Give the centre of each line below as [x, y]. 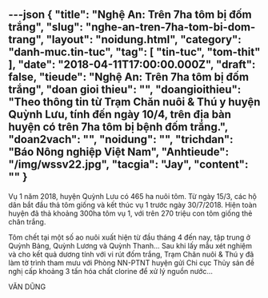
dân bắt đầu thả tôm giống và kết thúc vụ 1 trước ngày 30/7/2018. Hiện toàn [133, 205]
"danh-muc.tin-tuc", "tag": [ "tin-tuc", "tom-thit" [134, 52]
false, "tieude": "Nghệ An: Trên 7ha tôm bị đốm [129, 77]
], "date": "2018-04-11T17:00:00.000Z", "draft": [132, 65]
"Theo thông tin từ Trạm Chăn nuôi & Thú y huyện [134, 102]
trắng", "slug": [46, 28]
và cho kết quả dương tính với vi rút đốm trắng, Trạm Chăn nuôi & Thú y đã [131, 254]
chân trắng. [27, 221]
